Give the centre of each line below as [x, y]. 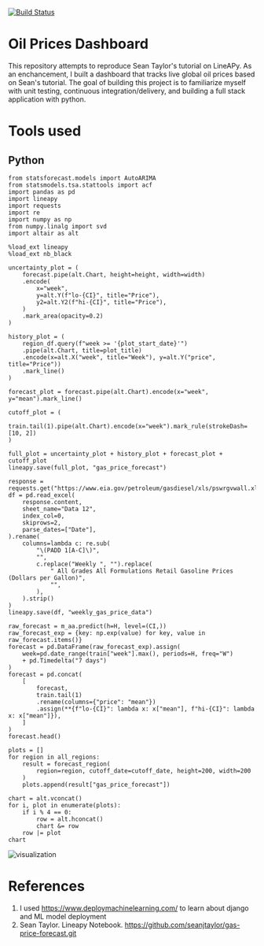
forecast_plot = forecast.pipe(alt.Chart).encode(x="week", [109, 391]
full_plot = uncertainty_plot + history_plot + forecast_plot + [115, 454]
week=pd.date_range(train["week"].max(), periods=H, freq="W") [128, 654]
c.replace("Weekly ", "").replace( [95, 564]
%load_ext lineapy [38, 247]
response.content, [52, 502]
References [46, 887]
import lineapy [33, 198]
